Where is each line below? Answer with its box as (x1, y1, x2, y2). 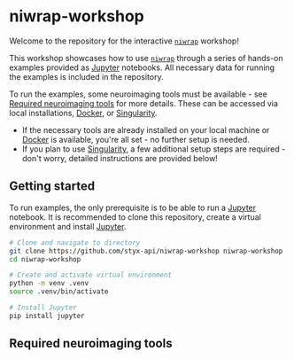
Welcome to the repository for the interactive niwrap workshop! (9, 35, 239, 46)
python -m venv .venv (9, 279, 89, 288)
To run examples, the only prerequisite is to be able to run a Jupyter (9, 202, 257, 213)
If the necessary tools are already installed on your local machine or (21, 124, 270, 135)
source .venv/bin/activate (9, 287, 109, 296)
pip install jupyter (9, 311, 86, 320)
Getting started (9, 179, 96, 194)
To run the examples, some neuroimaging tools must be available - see (9, 89, 267, 99)
